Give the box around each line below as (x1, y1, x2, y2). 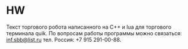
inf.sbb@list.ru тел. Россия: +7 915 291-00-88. (6, 36, 122, 43)
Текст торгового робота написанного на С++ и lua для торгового (6, 23, 172, 30)
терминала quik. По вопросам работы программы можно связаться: (6, 29, 182, 36)
